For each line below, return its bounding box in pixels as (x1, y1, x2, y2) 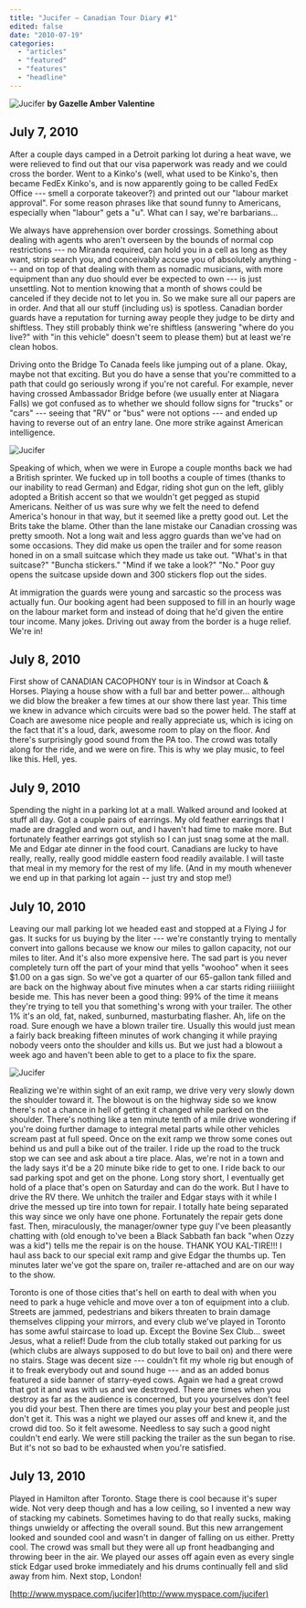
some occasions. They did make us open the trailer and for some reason (9, 540, 282, 551)
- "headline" (17, 73, 68, 82)
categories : (9, 38, 55, 48)
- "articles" (17, 48, 68, 57)
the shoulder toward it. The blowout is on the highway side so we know (9, 1095, 277, 1105)
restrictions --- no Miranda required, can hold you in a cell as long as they (9, 244, 288, 255)
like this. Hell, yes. (9, 754, 78, 765)
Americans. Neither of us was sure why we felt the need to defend (9, 501, 259, 512)
